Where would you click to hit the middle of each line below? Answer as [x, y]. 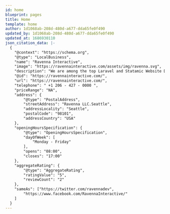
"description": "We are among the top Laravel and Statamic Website [88, 72]
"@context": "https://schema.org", [52, 52]
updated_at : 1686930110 [30, 39]
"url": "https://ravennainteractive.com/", [61, 81]
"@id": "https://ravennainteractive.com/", [61, 76]
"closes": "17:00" [43, 156]
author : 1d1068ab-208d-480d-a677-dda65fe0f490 [55, 29]
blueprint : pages [24, 15]
